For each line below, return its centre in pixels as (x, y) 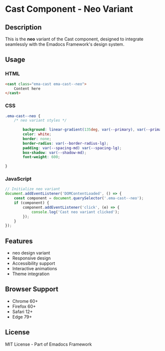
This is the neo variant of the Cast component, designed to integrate (74, 39)
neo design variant (31, 253)
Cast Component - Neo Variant (69, 9)
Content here (27, 89)
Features (19, 241)
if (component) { (32, 203)
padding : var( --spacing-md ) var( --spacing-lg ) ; (72, 148)
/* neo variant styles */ (41, 121)
